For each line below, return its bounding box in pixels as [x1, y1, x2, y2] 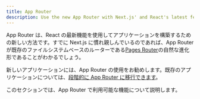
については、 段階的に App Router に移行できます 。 [37, 74, 161, 81]
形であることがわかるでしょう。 [6, 53, 85, 60]
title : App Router [6, 8, 52, 15]
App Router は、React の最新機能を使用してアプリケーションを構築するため [6, 31, 192, 39]
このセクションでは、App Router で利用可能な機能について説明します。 [6, 86, 181, 93]
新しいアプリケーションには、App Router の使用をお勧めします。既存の [6, 66, 181, 73]
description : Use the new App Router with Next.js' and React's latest [6, 14, 187, 20]
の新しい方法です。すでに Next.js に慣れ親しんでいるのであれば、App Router [6, 39, 194, 46]
